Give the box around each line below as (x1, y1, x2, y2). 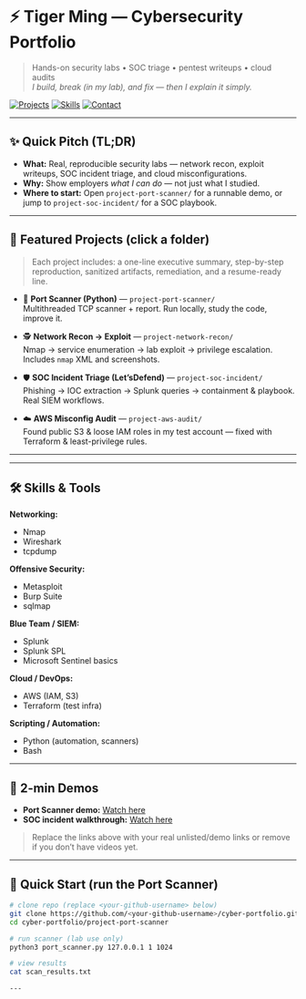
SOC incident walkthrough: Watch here (22, 814, 173, 825)
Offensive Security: (9, 563, 86, 574)
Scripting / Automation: (9, 718, 100, 729)
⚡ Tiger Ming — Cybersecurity (9, 6, 244, 27)
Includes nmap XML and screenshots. (22, 354, 160, 365)
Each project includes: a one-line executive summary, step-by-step (31, 256, 284, 267)
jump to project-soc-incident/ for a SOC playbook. (22, 197, 217, 208)
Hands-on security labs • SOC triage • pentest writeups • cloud (31, 62, 272, 73)
